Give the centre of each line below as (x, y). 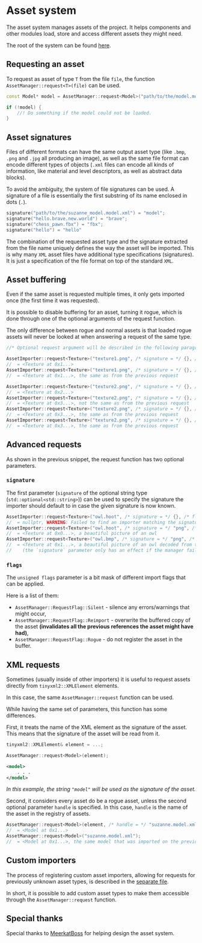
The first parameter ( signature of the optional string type (77, 493)
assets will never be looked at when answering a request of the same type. (99, 337)
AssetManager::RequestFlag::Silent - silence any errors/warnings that (102, 607)
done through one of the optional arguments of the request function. (91, 319)
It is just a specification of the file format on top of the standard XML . (90, 261)
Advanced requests (44, 445)
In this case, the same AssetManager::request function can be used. (90, 697)
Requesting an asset (45, 64)
